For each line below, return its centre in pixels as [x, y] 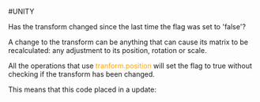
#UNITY [21, 11]
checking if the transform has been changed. [82, 74]
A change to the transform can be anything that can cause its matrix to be [128, 42]
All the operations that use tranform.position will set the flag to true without [130, 66]
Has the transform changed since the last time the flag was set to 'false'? [127, 26]
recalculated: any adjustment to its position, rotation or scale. [107, 50]
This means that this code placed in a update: [82, 89]
